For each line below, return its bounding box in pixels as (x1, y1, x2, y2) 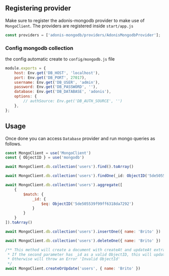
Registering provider (5, 4, 71, 13)
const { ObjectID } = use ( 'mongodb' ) (5, 155, 84, 160)
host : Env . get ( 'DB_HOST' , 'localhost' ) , (14, 70, 100, 75)
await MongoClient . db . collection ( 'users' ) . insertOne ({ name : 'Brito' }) (5, 229, 161, 234)
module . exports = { (5, 66, 46, 71)
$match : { (23, 192, 44, 197)
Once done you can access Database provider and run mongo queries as (5, 135, 155, 141)
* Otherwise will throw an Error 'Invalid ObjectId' (7, 257, 121, 262)
